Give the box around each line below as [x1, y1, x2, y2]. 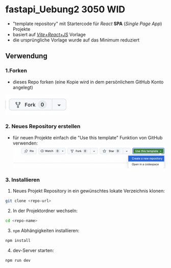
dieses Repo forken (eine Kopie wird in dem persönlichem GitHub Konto [12, 78, 164, 85]
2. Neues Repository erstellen [5, 123, 81, 130]
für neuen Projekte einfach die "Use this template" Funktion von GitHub [12, 134, 163, 140]
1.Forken [5, 67, 27, 74]
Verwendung [5, 52, 47, 60]
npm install [5, 238, 31, 243]
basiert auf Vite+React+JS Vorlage [12, 31, 86, 37]
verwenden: [12, 140, 38, 146]
